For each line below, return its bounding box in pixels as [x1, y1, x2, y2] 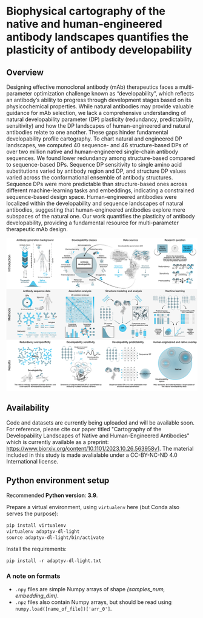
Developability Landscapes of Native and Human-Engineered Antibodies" [6, 432, 190, 439]
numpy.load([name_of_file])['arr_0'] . [15, 605, 112, 613]
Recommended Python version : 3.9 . [6, 491, 98, 499]
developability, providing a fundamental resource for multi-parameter [6, 219, 179, 226]
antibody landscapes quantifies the [6, 30, 189, 44]
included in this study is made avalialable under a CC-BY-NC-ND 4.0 [6, 451, 178, 459]
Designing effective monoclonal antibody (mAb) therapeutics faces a [6, 83, 178, 91]
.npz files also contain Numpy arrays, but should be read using [15, 599, 172, 606]
